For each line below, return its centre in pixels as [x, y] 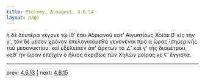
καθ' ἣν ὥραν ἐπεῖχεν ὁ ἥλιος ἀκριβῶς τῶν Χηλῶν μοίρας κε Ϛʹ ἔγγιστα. [99, 55]
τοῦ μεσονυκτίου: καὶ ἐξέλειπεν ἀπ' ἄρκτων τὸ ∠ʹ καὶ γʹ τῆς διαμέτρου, [97, 48]
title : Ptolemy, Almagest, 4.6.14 [50, 12]
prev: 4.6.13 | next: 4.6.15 [37, 72]
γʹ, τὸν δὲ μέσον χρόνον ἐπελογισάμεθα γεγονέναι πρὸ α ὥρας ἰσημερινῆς [102, 41]
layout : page [23, 18]
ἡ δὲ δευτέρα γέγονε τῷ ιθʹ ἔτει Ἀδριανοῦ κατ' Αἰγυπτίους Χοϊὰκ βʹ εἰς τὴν [101, 35]
